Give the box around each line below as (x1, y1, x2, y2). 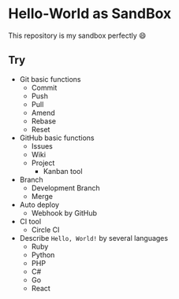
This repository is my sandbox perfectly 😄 (8, 31, 147, 40)
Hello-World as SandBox (8, 5, 172, 23)
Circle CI (31, 225, 60, 234)
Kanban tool (43, 166, 83, 175)
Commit (31, 83, 58, 92)
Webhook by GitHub (31, 208, 97, 217)
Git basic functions (19, 74, 81, 83)
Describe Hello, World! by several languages (19, 233, 168, 242)
